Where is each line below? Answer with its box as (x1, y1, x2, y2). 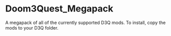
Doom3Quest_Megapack (5, 3, 113, 14)
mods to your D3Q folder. (5, 24, 59, 30)
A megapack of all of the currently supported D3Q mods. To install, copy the (5, 19, 166, 25)
